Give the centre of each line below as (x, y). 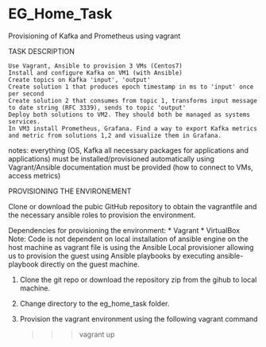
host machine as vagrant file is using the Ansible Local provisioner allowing (131, 247)
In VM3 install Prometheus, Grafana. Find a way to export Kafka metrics (133, 128)
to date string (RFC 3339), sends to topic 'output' (97, 107)
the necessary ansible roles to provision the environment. (102, 215)
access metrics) (35, 175)
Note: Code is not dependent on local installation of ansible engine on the (128, 239)
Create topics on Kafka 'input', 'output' (79, 80)
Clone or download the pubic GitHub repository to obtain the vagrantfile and (133, 206)
